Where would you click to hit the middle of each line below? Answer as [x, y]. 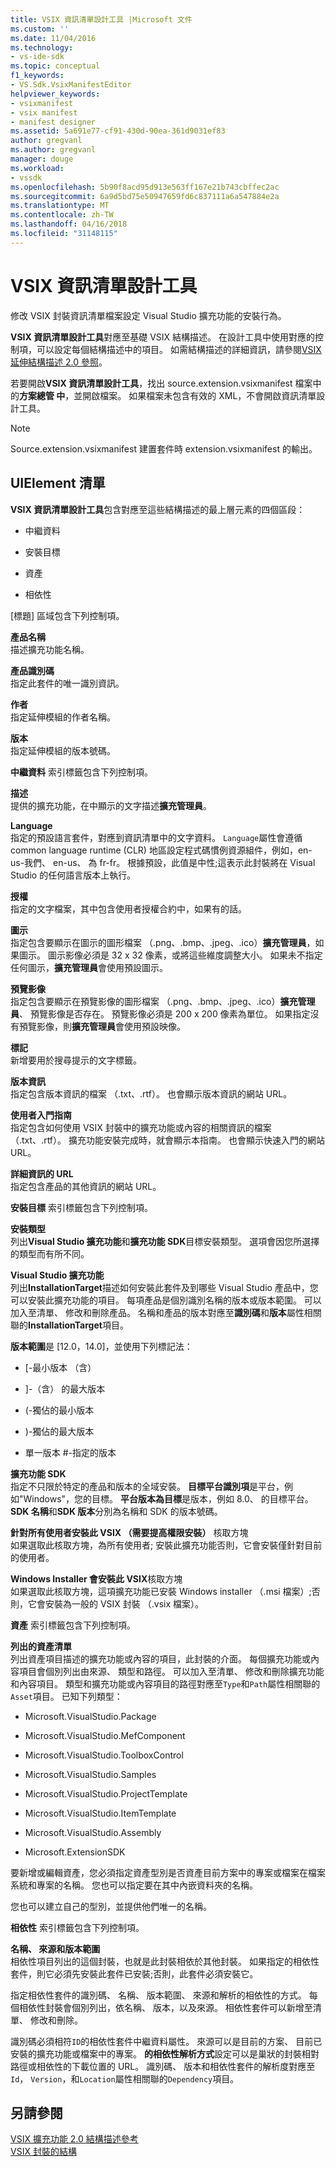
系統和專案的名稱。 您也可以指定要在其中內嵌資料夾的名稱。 [134, 1885]
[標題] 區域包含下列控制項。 [67, 615]
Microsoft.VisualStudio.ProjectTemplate [106, 1793]
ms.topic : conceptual [55, 66]
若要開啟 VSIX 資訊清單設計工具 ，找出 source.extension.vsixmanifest [151, 383]
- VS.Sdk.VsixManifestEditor [71, 85]
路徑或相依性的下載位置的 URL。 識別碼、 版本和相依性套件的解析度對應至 [163, 2066]
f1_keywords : [37, 76]
